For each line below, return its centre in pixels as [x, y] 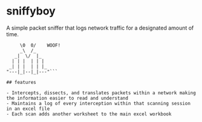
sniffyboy [31, 11]
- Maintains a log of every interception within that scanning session [98, 103]
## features [21, 82]
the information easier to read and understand [67, 98]
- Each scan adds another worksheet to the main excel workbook [89, 114]
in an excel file [28, 109]
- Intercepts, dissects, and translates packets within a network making [101, 93]
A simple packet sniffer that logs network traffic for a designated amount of [100, 28]
